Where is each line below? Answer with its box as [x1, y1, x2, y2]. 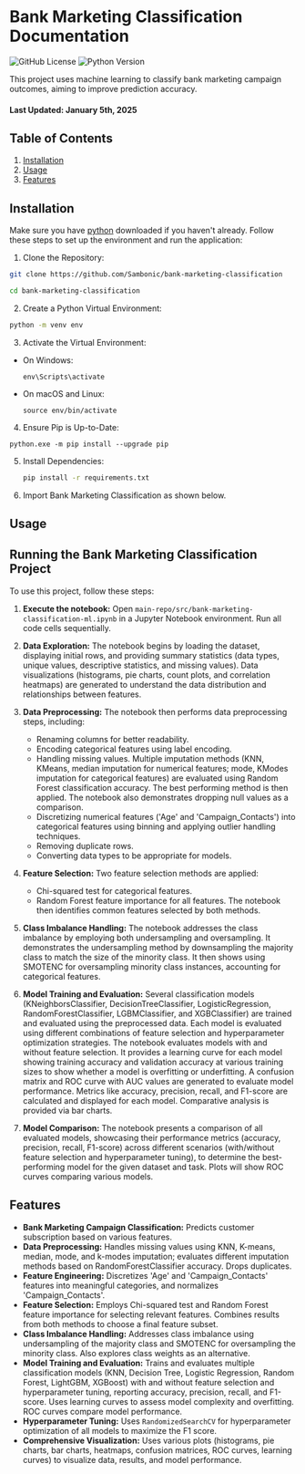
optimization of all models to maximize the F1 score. [22, 1425, 217, 1436]
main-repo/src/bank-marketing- [135, 605, 254, 614]
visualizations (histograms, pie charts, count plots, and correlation [22, 669, 270, 680]
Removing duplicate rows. [36, 840, 134, 851]
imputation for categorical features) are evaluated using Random [36, 773, 280, 784]
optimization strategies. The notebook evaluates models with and [22, 1037, 268, 1048]
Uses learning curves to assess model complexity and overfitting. [48, 1396, 294, 1407]
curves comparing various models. [22, 1170, 154, 1182]
